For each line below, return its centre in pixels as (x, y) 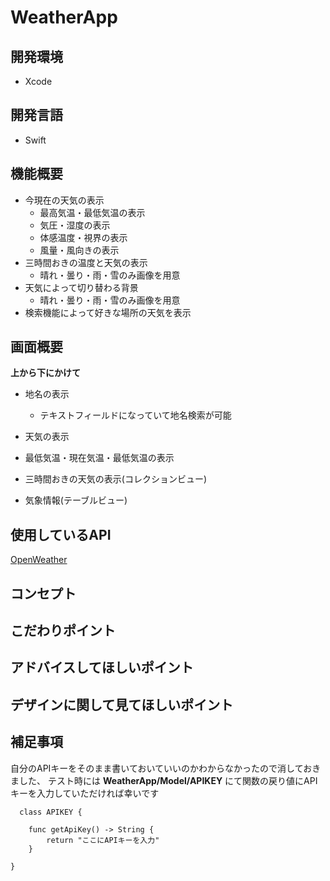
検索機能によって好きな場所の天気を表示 (108, 312)
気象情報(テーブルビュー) (76, 500)
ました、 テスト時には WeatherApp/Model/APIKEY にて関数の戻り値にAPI (164, 780)
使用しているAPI (61, 534)
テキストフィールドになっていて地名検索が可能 (135, 415)
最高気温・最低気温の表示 (92, 212)
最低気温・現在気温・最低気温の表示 (99, 458)
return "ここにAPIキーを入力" (103, 840)
